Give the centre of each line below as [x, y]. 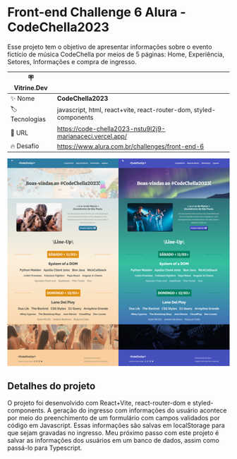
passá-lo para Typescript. [45, 448]
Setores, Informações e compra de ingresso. [72, 61]
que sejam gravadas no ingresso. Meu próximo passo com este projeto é [113, 433]
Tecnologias [28, 119]
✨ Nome [23, 98]
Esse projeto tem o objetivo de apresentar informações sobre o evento [110, 47]
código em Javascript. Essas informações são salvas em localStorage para [116, 426]
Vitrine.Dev [31, 88]
